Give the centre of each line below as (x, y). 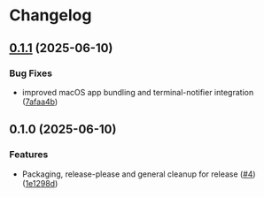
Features (29, 155)
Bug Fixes (31, 73)
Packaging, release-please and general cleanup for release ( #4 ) (139, 174)
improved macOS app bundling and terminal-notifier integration (138, 92)
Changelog (50, 15)
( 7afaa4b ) (40, 102)
